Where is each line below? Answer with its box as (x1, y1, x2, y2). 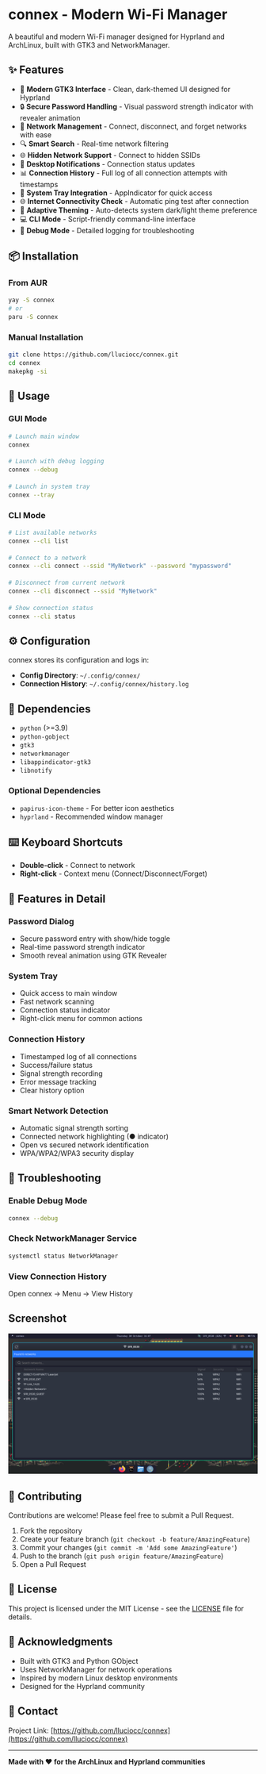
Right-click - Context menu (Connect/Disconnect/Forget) (19, 869, 208, 878)
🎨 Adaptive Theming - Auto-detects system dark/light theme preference (19, 205, 257, 215)
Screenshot (8, 1311, 67, 1326)
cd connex (8, 359, 41, 367)
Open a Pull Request (19, 1560, 87, 1569)
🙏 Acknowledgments (8, 1635, 113, 1649)
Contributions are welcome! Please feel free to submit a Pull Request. (8, 1511, 234, 1520)
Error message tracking (19, 1077, 97, 1086)
